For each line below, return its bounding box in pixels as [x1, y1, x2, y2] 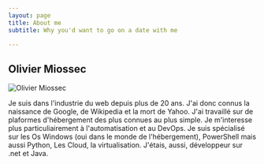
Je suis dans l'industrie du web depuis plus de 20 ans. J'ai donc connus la [8, 99, 250, 108]
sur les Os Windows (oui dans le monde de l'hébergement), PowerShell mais [8, 132, 257, 142]
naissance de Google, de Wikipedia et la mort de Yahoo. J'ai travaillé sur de [8, 107, 254, 117]
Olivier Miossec [8, 62, 87, 76]
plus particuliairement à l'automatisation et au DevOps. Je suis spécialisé [8, 124, 246, 133]
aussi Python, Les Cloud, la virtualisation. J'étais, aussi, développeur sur [8, 140, 243, 150]
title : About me [8, 19, 61, 27]
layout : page [8, 11, 51, 20]
